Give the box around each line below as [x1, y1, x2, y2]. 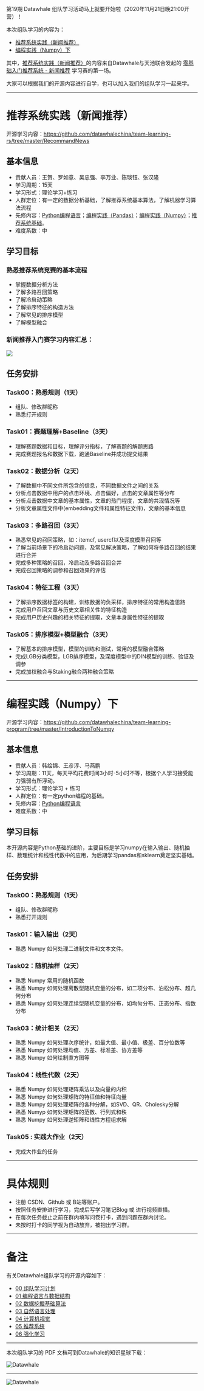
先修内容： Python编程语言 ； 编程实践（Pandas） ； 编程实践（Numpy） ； [15, 212, 192, 219]
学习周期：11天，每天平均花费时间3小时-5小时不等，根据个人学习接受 [15, 769, 188, 776]
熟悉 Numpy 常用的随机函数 [15, 976, 84, 984]
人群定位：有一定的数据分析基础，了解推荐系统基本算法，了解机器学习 [15, 196, 191, 204]
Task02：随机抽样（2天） [6, 962, 83, 970]
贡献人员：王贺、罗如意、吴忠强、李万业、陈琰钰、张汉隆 [15, 173, 159, 181]
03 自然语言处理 [15, 1307, 56, 1314]
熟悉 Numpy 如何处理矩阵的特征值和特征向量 [15, 1093, 127, 1100]
